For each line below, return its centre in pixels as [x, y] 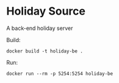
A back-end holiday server [40, 28]
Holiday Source [46, 11]
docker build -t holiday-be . [45, 51]
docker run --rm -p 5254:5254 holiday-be [60, 74]
